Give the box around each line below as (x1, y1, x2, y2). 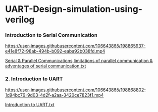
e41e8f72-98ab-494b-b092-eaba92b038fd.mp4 (5, 48, 105, 54)
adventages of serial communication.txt (5, 63, 86, 69)
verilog (5, 14, 35, 25)
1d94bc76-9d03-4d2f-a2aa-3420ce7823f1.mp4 (5, 92, 104, 98)
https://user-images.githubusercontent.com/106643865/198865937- (5, 43, 146, 49)
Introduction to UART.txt (5, 102, 54, 108)
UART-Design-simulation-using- (5, 3, 143, 15)
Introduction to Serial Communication (5, 32, 98, 39)
